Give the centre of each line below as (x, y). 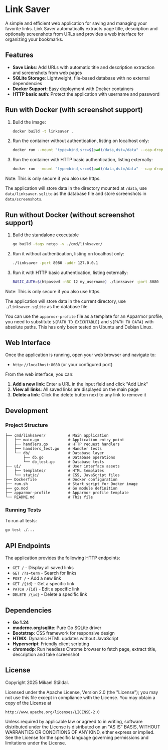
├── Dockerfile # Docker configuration (61, 480)
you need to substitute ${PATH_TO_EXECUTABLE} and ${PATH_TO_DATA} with (79, 321)
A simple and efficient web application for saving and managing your (76, 23)
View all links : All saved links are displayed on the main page (75, 389)
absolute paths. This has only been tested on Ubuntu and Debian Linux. (79, 327)
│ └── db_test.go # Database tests (55, 462)
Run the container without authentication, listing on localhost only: (81, 141)
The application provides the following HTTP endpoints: (63, 558)
